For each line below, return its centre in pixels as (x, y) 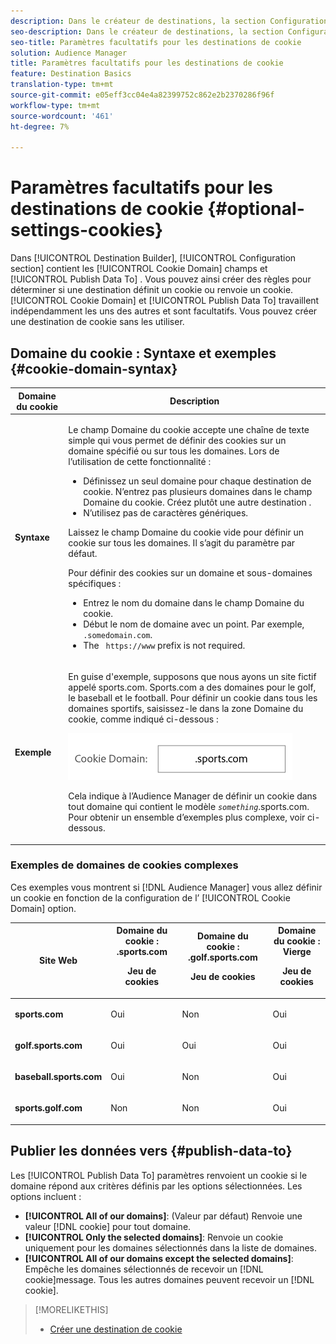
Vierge (297, 952)
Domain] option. (43, 908)
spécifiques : (95, 583)
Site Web (58, 961)
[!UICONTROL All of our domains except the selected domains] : (159, 1258)
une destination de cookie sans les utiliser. (97, 322)
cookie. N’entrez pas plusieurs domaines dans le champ (198, 491)
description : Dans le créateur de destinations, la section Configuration (169, 21)
